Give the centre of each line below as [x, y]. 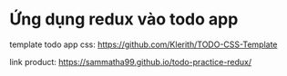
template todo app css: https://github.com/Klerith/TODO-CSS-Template [143, 44]
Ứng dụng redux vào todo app [124, 19]
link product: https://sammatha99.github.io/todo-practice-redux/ [131, 62]
